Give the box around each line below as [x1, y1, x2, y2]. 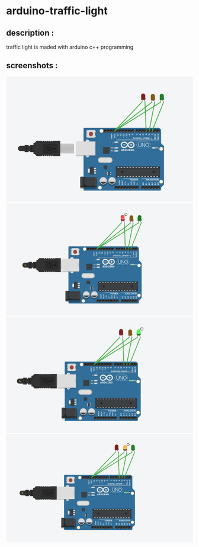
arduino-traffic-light [6, 4, 108, 18]
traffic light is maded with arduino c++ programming [6, 43, 134, 50]
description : [6, 28, 54, 38]
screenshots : [6, 61, 58, 71]
